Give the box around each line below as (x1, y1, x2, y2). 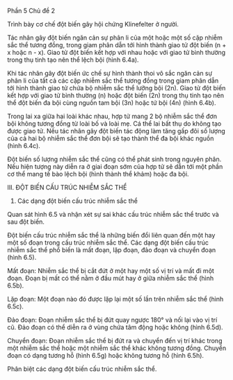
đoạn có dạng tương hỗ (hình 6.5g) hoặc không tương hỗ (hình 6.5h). (7, 352, 204, 359)
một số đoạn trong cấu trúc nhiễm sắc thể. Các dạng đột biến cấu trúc (7, 238, 209, 247)
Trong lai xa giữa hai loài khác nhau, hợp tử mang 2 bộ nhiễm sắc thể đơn (7, 112, 218, 120)
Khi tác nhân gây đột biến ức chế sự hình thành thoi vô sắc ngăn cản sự (7, 69, 213, 77)
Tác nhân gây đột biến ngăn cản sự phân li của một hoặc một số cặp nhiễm (7, 33, 223, 42)
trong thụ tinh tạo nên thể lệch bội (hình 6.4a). (7, 56, 139, 64)
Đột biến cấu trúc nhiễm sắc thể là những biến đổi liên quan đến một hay (7, 231, 216, 239)
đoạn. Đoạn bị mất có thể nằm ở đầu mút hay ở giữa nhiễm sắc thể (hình (7, 274, 214, 282)
